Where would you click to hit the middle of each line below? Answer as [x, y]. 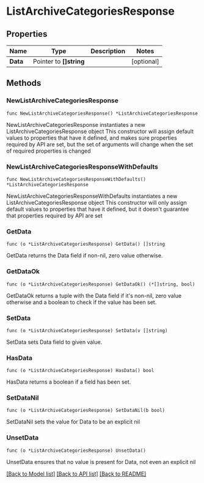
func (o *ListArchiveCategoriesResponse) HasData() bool [80, 371]
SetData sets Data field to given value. [54, 342]
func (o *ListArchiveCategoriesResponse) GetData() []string [86, 244]
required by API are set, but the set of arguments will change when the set [100, 144]
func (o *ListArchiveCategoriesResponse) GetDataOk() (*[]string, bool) [101, 284]
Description [108, 51]
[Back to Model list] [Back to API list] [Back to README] [76, 474]
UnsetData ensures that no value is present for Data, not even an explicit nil [101, 462]
